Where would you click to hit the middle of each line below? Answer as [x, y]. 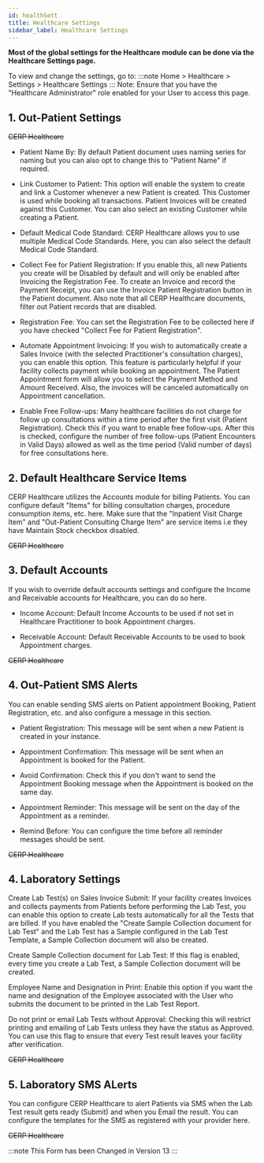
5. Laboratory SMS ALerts [73, 1085]
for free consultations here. [64, 453]
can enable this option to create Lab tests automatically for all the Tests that [131, 915]
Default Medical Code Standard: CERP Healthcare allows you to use [130, 233]
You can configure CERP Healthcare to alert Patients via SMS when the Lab [130, 1104]
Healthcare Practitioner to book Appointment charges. [107, 621]
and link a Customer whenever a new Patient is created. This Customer [135, 192]
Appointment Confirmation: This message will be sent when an [121, 751]
